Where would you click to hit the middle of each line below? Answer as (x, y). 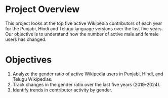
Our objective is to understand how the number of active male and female (82, 34)
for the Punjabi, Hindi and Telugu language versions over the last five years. (84, 28)
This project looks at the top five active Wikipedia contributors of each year (84, 23)
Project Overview (43, 9)
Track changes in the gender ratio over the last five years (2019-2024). (87, 84)
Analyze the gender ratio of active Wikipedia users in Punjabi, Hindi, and (88, 74)
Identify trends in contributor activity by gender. (62, 90)
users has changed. (26, 39)
